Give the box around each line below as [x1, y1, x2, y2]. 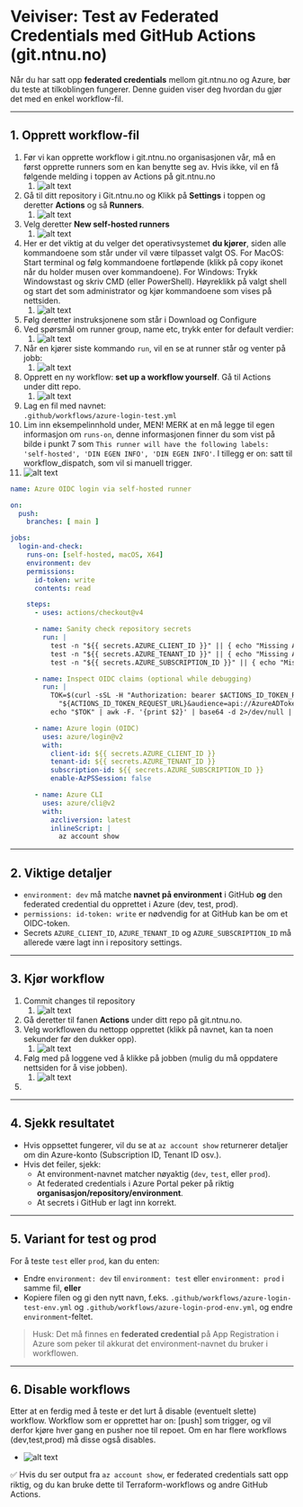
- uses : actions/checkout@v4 [33, 609, 144, 618]
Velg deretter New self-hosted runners [22, 218, 170, 229]
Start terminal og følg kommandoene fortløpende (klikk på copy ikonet [22, 256, 284, 267]
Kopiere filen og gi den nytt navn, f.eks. [22, 1292, 169, 1303]
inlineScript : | [49, 824, 111, 833]
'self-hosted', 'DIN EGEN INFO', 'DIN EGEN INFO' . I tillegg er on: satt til [22, 448, 293, 459]
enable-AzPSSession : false [49, 774, 152, 783]
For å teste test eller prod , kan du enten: [10, 1255, 160, 1266]
